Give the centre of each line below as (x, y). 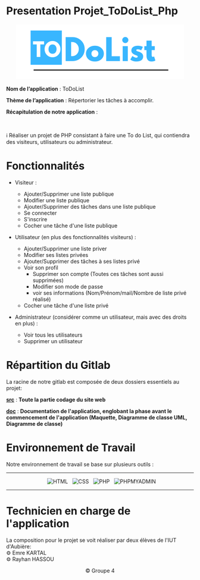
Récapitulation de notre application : (52, 112)
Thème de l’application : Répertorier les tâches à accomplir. (80, 100)
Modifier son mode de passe (68, 286)
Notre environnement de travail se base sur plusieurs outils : (80, 464)
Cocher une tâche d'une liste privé (66, 305)
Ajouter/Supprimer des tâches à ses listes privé (82, 261)
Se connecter (40, 213)
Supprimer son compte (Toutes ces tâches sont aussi (98, 274)
